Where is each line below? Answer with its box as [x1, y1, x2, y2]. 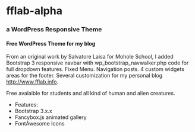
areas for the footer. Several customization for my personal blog [6, 72, 163, 79]
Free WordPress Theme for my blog [6, 40, 96, 47]
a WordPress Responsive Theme [6, 25, 102, 34]
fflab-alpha [6, 4, 62, 18]
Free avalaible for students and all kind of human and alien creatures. [6, 90, 175, 97]
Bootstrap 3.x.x [14, 108, 52, 115]
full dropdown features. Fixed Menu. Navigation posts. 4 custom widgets [6, 66, 184, 73]
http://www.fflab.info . [6, 78, 59, 85]
